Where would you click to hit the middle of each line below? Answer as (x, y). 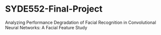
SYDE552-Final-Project (54, 9)
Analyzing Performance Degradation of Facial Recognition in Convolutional (80, 22)
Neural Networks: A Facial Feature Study (46, 27)
